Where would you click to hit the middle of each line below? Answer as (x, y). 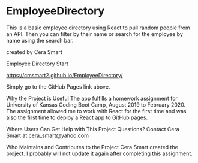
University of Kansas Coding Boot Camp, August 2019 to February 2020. (96, 105)
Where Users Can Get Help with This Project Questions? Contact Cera (93, 129)
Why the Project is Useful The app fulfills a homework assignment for (92, 98)
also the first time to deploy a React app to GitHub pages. (77, 117)
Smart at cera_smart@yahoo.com (47, 135)
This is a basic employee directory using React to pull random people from (98, 28)
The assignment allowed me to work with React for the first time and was (96, 111)
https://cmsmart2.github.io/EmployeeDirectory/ (64, 75)
